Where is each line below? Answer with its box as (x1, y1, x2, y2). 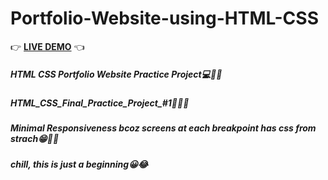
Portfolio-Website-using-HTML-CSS (10, 7, 319, 30)
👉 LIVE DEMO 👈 (10, 40, 85, 52)
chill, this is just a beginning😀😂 (10, 158, 149, 170)
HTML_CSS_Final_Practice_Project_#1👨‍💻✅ (10, 97, 190, 109)
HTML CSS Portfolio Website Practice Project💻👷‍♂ (10, 68, 223, 80)
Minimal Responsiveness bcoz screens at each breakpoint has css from (10, 122, 317, 134)
